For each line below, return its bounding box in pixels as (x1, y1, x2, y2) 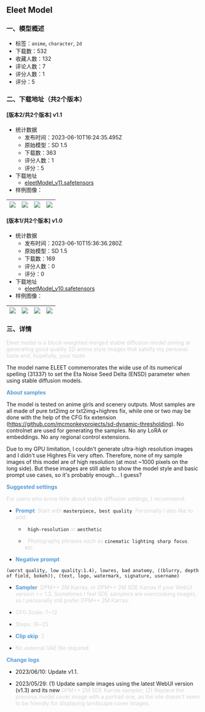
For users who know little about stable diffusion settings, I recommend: (6, 495, 186, 503)
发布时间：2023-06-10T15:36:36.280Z (24, 239, 123, 247)
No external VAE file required (15, 644, 89, 652)
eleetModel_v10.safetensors (24, 285, 95, 292)
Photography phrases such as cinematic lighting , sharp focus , (27, 537, 189, 545)
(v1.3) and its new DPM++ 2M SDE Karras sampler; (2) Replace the (15, 687, 184, 694)
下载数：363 (24, 149, 56, 156)
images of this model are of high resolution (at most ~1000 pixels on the (6, 459, 188, 466)
